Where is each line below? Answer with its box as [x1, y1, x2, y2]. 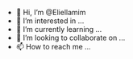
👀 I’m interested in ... [15, 16, 85, 26]
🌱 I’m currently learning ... [15, 25, 102, 33]
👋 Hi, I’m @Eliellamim [15, 8, 86, 17]
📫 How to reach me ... [15, 42, 91, 51]
